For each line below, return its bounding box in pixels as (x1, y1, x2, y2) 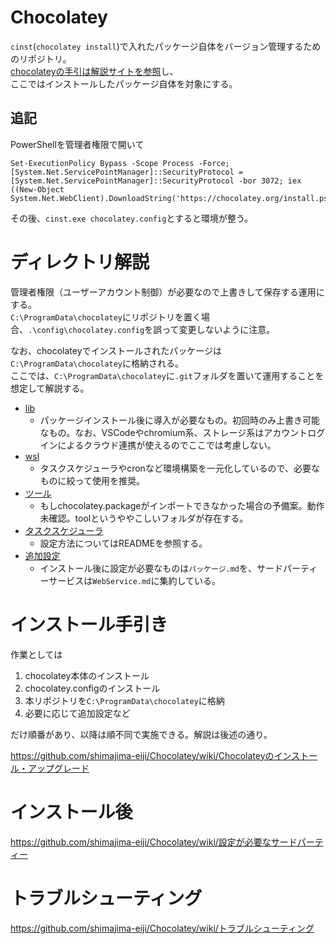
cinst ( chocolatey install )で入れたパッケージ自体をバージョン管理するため (10, 40, 322, 52)
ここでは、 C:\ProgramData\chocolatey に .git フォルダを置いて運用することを (10, 369, 325, 381)
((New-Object (10, 184, 65, 195)
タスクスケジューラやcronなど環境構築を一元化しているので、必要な (39, 462, 320, 474)
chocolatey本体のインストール (24, 669, 150, 681)
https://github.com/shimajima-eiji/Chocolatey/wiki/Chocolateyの (10, 749, 275, 761)
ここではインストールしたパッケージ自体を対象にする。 (10, 77, 238, 90)
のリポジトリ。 (10, 52, 72, 65)
